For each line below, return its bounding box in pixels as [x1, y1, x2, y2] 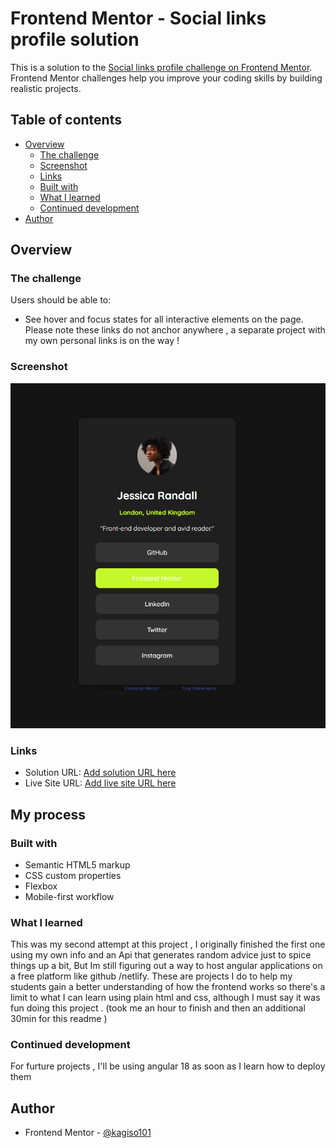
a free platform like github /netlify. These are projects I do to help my [10, 970, 293, 982]
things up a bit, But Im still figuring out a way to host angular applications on [10, 960, 323, 972]
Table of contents [10, 112, 122, 129]
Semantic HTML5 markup [24, 858, 131, 871]
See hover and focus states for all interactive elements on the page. [24, 313, 304, 326]
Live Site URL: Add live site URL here [24, 777, 177, 789]
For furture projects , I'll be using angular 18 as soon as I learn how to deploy [10, 1060, 326, 1072]
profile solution [10, 28, 140, 51]
